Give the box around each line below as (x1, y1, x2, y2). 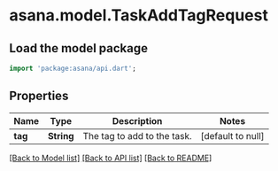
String (47, 129, 74, 142)
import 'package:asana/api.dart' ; (9, 64, 137, 73)
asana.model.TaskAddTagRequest (9, 5, 268, 26)
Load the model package (9, 41, 149, 56)
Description (112, 114, 163, 127)
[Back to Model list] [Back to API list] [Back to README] (9, 152, 212, 163)
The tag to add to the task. (82, 129, 192, 142)
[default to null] (200, 129, 265, 142)
